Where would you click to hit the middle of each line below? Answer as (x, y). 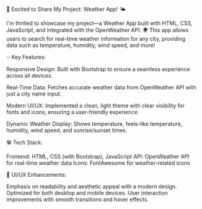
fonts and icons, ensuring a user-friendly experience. (73, 112)
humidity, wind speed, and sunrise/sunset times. (67, 130)
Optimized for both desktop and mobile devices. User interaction (87, 193)
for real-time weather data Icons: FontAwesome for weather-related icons (98, 163)
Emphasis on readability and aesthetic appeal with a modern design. (92, 187)
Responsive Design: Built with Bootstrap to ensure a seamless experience (98, 69)
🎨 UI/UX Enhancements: (36, 175)
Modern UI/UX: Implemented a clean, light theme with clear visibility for (96, 105)
